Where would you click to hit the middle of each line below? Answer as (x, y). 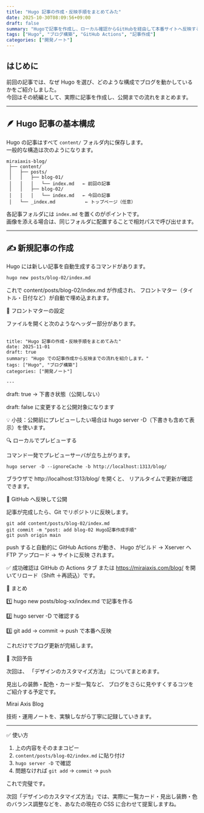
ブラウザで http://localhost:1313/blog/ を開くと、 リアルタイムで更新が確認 (100, 479)
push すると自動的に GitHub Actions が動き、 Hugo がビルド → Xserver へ (99, 547)
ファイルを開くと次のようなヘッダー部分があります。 (73, 324)
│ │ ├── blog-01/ (36, 177)
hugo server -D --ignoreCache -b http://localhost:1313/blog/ (87, 467)
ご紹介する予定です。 (33, 692)
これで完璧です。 (27, 784)
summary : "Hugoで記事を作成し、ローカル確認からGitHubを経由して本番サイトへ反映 (99, 29)
